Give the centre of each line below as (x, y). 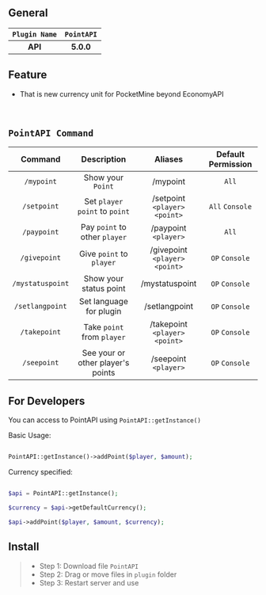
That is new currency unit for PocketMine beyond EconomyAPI (122, 93)
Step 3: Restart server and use (89, 582)
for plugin (104, 311)
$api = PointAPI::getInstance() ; (63, 494)
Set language (103, 302)
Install (24, 547)
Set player (104, 201)
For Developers (47, 400)
